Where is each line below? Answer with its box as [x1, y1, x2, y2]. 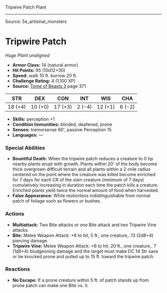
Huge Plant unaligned [5, 52, 50, 58]
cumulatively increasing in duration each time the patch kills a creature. [12, 182, 159, 188]
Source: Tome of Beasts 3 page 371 [12, 83, 86, 89]
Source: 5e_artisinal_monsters [5, 18, 67, 24]
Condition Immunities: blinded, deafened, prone [12, 121, 113, 127]
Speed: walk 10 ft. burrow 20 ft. [12, 72, 78, 79]
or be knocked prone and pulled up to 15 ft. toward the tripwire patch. [12, 253, 155, 259]
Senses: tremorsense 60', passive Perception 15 [12, 126, 112, 132]
